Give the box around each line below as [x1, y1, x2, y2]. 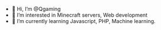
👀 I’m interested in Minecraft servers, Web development [11, 12, 148, 18]
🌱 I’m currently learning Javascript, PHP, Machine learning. [11, 18, 156, 24]
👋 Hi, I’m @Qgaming [11, 6, 61, 12]
